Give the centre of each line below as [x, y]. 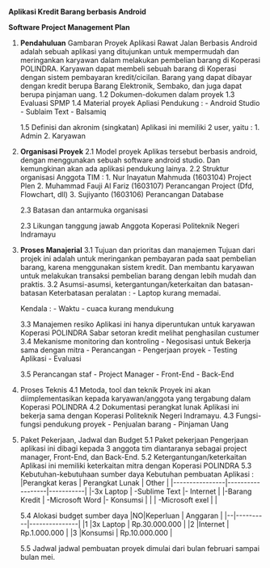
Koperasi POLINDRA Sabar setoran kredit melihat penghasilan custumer [139, 333]
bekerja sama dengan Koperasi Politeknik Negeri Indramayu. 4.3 [127, 416]
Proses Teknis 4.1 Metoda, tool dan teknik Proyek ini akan [115, 390]
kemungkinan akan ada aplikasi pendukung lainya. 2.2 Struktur [124, 168]
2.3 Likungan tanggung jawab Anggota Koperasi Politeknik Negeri [130, 226]
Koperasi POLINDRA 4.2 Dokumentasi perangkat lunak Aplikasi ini [130, 407]
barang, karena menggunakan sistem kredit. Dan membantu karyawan [137, 267]
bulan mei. [37, 557]
